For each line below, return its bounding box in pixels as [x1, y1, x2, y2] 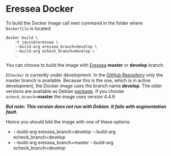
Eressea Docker [6, 3, 74, 15]
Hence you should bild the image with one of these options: [6, 118, 131, 125]
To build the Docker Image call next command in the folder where [6, 20, 143, 26]
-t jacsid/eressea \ [15, 39, 59, 45]
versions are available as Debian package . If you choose [6, 88, 124, 94]
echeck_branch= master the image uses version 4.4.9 [6, 93, 115, 99]
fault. [6, 109, 18, 115]
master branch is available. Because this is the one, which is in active [6, 77, 151, 83]
